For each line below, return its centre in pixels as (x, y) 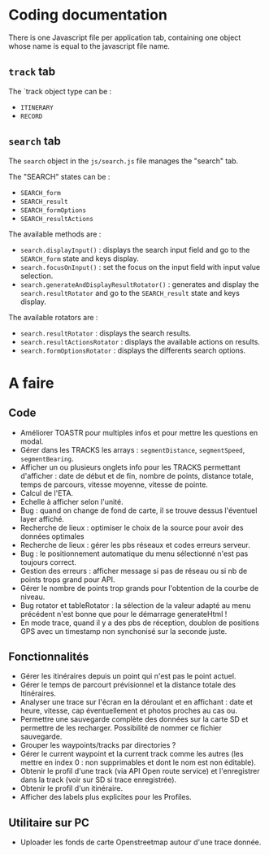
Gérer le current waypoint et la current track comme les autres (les (132, 754)
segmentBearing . (47, 458)
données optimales (52, 536)
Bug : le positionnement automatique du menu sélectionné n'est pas (134, 553)
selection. (37, 276)
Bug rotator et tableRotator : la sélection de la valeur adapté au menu (135, 605)
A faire (31, 383)
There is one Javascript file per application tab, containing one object (125, 37)
